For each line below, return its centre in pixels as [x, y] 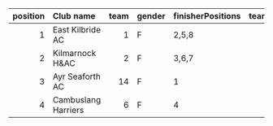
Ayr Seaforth [77, 76]
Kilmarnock [74, 53]
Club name [74, 16]
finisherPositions [207, 16]
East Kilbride [77, 30]
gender [151, 16]
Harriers [68, 110]
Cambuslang [77, 100]
